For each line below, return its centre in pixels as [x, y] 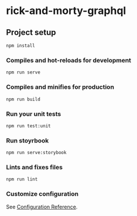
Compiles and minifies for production [60, 87]
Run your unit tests [34, 114]
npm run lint [22, 179]
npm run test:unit [28, 126]
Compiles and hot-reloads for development [69, 60]
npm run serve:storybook [36, 153]
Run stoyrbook [28, 140]
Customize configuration [42, 194]
